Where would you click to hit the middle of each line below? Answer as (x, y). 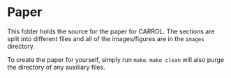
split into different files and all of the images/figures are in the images (106, 38)
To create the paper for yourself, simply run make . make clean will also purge (116, 59)
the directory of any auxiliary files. (57, 67)
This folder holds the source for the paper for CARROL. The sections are (111, 31)
